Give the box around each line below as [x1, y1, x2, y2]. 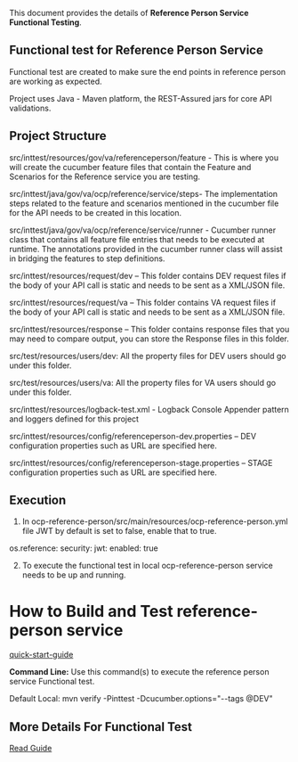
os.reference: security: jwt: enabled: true [9, 543, 158, 553]
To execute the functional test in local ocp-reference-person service [21, 561, 274, 571]
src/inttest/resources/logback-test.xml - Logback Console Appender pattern [9, 404, 289, 414]
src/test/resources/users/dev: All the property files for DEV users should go [9, 350, 286, 361]
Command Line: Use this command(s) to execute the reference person [9, 667, 270, 677]
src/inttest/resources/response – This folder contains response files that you [9, 324, 290, 334]
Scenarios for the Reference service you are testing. [9, 171, 201, 182]
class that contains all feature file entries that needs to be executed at [9, 234, 265, 244]
